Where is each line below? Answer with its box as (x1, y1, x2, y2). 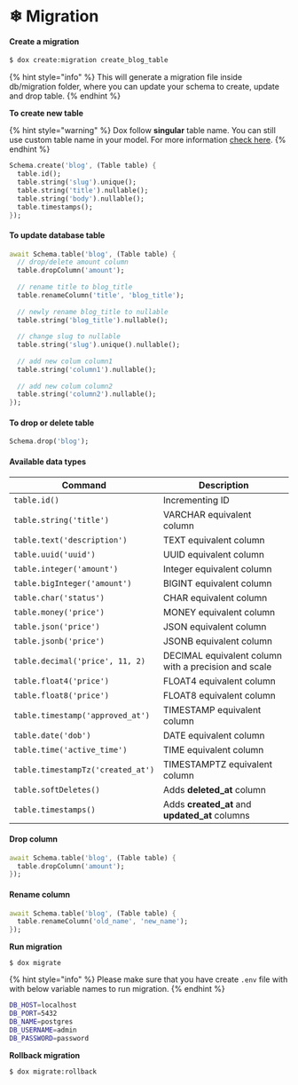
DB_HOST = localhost (9, 1001, 77, 1010)
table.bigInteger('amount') (13, 578, 132, 588)
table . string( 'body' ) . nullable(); (17, 194, 145, 203)
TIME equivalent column (162, 743, 264, 756)
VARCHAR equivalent (162, 508, 252, 520)
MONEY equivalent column (162, 606, 276, 618)
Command (61, 479, 106, 491)
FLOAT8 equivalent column (162, 689, 277, 701)
